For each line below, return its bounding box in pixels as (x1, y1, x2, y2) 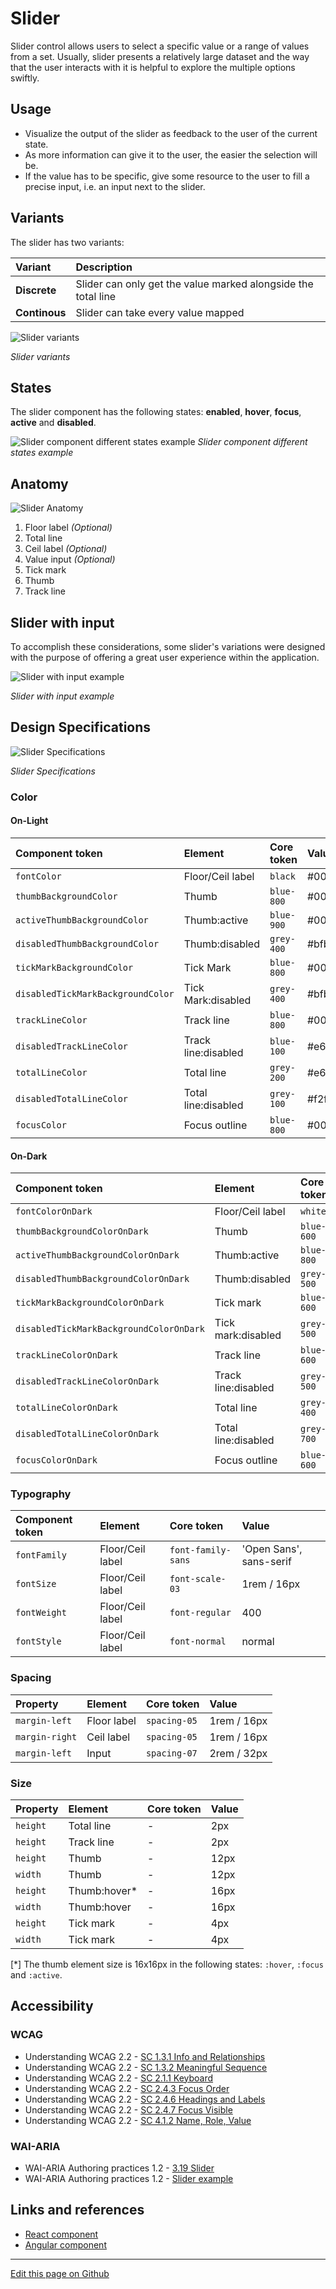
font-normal (169, 1636, 227, 1647)
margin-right (15, 1731, 78, 1742)
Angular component (24, 2238, 107, 2251)
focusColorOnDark (15, 1455, 98, 1466)
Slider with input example (10, 690, 115, 702)
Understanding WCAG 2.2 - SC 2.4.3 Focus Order (24, 2082, 230, 2094)
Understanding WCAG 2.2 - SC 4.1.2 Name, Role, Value (24, 2114, 252, 2126)
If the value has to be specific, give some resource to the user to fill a (24, 170, 310, 182)
